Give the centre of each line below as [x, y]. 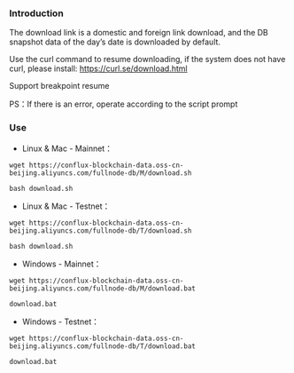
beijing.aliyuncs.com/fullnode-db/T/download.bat [103, 346]
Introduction [36, 13]
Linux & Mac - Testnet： [66, 206]
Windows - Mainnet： [62, 264]
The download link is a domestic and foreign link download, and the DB [139, 33]
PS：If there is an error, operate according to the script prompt [124, 104]
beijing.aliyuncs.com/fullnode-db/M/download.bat [103, 288]
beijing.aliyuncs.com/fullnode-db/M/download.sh [101, 173]
